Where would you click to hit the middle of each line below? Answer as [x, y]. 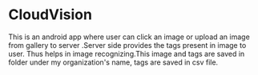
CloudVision [50, 15]
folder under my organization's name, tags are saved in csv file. [113, 62]
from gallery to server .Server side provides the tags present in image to [127, 45]
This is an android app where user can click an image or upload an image [129, 37]
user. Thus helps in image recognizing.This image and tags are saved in [127, 53]
